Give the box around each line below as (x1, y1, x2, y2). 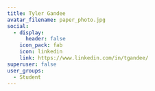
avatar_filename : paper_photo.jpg (7, 16, 106, 23)
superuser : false (7, 61, 57, 68)
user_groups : (7, 67, 45, 74)
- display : (13, 29, 45, 36)
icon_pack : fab (19, 42, 63, 49)
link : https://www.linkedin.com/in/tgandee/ (19, 55, 149, 62)
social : (7, 23, 29, 29)
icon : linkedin (19, 49, 63, 55)
